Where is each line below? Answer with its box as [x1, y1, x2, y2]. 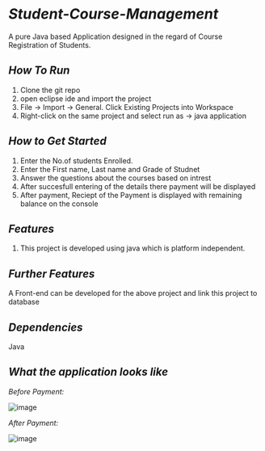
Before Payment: [8, 386, 65, 396]
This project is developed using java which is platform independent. [19, 243, 246, 253]
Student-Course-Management [8, 5, 219, 23]
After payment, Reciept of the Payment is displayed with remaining [19, 190, 242, 200]
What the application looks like [8, 365, 168, 379]
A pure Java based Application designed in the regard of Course [8, 32, 223, 41]
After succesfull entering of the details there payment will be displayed [19, 181, 256, 191]
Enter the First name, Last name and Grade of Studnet [19, 164, 200, 174]
